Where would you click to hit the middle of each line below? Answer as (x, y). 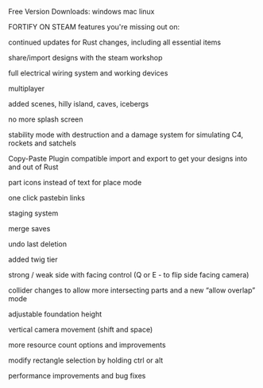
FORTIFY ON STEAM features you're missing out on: (94, 27)
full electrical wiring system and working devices (88, 73)
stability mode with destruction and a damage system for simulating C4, (126, 135)
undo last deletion (38, 244)
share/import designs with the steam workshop (85, 58)
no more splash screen (46, 119)
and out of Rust (33, 167)
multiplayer (27, 88)
